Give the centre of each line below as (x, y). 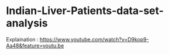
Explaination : (23, 39)
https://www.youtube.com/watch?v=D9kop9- (94, 39)
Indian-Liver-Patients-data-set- (85, 11)
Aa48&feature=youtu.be (35, 46)
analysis (27, 23)
